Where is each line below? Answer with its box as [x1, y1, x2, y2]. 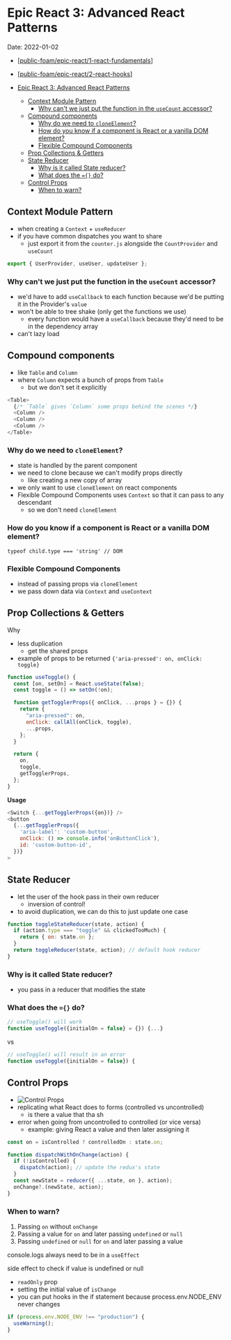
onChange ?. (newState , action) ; [13, 1183, 104, 1190]
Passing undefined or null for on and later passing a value [17, 1237, 183, 1245]
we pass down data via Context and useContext [17, 587, 153, 595]
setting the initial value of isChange [17, 1285, 117, 1293]
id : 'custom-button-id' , [19, 842, 92, 848]
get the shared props [27, 646, 88, 655]
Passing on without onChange [17, 1222, 99, 1231]
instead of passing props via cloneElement [17, 579, 138, 588]
